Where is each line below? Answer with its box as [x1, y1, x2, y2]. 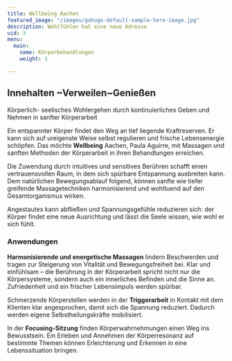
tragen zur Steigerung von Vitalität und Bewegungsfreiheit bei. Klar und [7, 260, 211, 268]
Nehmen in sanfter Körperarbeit [7, 112, 98, 121]
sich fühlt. [7, 219, 36, 228]
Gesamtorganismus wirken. [7, 192, 85, 200]
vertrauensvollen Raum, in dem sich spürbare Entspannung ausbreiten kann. [7, 169, 225, 178]
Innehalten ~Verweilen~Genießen [7, 87, 157, 99]
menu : [7, 36, 23, 43]
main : [13, 42, 30, 49]
